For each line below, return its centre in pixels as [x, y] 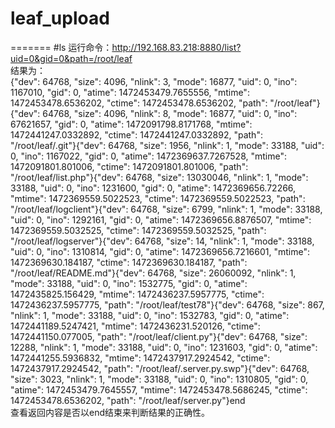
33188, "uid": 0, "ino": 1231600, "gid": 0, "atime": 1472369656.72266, [153, 188]
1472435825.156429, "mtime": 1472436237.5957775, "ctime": [137, 294]
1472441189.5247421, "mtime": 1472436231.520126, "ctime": [135, 326]
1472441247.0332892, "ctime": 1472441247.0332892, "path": [136, 134]
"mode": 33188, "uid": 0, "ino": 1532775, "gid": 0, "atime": [129, 283]
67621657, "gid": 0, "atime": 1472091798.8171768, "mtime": [131, 124]
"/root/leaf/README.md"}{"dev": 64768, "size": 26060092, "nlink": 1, [153, 273]
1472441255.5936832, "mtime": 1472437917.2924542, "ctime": [140, 358]
